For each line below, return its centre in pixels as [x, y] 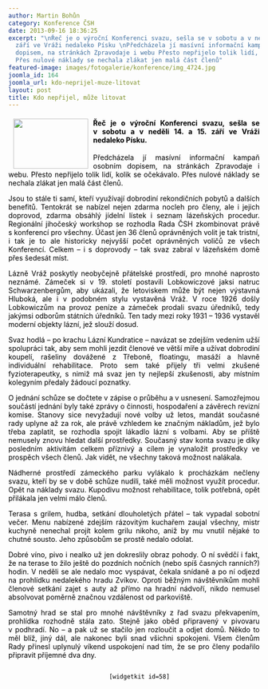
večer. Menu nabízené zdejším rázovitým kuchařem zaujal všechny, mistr [134, 522]
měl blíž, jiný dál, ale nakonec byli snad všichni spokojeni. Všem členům [134, 638]
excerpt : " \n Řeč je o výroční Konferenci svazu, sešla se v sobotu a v [130, 38]
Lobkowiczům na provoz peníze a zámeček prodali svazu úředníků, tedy [134, 308]
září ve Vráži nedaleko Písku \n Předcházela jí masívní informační [130, 46]
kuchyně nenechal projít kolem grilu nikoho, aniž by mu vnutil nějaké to [134, 531]
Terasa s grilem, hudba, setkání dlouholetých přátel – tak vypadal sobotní [134, 514]
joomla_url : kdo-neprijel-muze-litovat [75, 82]
